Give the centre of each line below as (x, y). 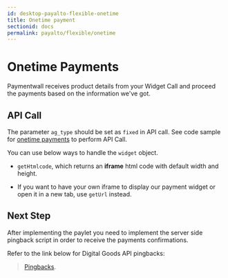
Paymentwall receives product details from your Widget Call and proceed (112, 86)
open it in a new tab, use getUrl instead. (74, 194)
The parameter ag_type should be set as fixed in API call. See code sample (114, 132)
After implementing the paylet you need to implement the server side (105, 232)
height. (27, 173)
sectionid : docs (30, 26)
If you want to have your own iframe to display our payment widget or (116, 187)
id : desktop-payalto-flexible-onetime (63, 13)
